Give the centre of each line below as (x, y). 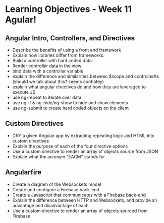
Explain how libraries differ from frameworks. (58, 55)
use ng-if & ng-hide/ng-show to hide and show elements (70, 103)
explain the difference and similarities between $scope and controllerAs (86, 76)
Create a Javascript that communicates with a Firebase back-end (79, 195)
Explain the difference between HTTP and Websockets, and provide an (84, 200)
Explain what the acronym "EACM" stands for (58, 156)
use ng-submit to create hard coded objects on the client (70, 108)
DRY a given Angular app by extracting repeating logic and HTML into (83, 136)
